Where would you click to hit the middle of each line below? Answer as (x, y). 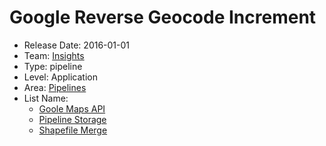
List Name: (46, 98)
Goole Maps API (72, 108)
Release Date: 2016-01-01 (77, 45)
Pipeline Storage (72, 119)
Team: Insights (54, 55)
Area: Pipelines (55, 87)
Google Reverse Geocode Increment (163, 17)
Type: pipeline (53, 66)
